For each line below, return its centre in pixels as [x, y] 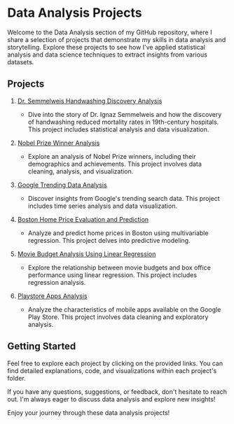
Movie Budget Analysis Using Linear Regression [87, 254]
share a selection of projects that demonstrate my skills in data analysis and [117, 39]
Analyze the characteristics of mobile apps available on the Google [124, 309]
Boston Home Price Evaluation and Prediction [83, 219]
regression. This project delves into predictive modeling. [109, 240]
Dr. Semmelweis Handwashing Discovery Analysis [90, 101]
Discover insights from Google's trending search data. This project [124, 198]
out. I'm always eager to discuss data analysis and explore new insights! [111, 399]
